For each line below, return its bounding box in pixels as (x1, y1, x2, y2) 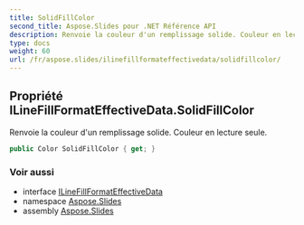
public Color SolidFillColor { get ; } (9, 144, 156, 154)
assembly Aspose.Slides (22, 205, 115, 216)
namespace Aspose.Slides (22, 195, 122, 206)
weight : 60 (9, 47, 51, 56)
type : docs (9, 38, 51, 48)
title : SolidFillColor (9, 13, 95, 23)
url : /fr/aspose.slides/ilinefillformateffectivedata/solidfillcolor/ (9, 55, 281, 64)
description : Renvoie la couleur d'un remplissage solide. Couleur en (9, 30, 281, 39)
